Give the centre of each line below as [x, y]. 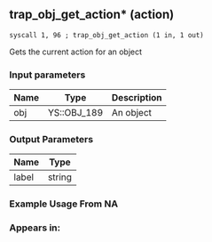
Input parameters [47, 75]
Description [137, 98]
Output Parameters [51, 140]
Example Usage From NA [63, 204]
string [60, 177]
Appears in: [35, 228]
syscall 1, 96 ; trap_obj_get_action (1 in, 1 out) [106, 35]
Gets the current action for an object [76, 52]
